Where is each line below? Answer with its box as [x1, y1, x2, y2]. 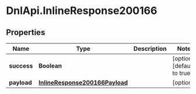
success [9, 62, 33, 69]
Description [133, 45, 167, 53]
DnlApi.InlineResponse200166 [6, 4, 157, 18]
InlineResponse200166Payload [38, 79, 128, 86]
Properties [6, 27, 45, 37]
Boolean [38, 62, 62, 69]
